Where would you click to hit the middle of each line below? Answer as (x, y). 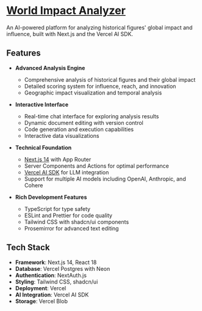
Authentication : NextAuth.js (51, 275)
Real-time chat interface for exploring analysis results (92, 116)
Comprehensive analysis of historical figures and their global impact (110, 79)
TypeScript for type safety (57, 209)
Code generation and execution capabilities (79, 129)
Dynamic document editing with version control (84, 123)
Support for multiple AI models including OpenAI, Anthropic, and (105, 179)
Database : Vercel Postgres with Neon (63, 268)
